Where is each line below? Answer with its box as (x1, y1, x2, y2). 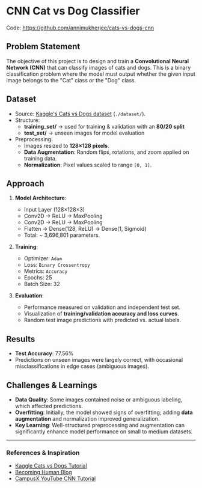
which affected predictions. (14, 403, 83, 409)
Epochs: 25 (23, 274, 52, 281)
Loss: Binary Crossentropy (23, 261, 90, 269)
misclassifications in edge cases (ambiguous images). (14, 362, 149, 370)
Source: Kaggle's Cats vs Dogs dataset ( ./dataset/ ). (14, 110, 146, 117)
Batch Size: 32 (23, 281, 60, 288)
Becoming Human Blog (14, 469, 72, 476)
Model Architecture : (14, 194, 67, 202)
